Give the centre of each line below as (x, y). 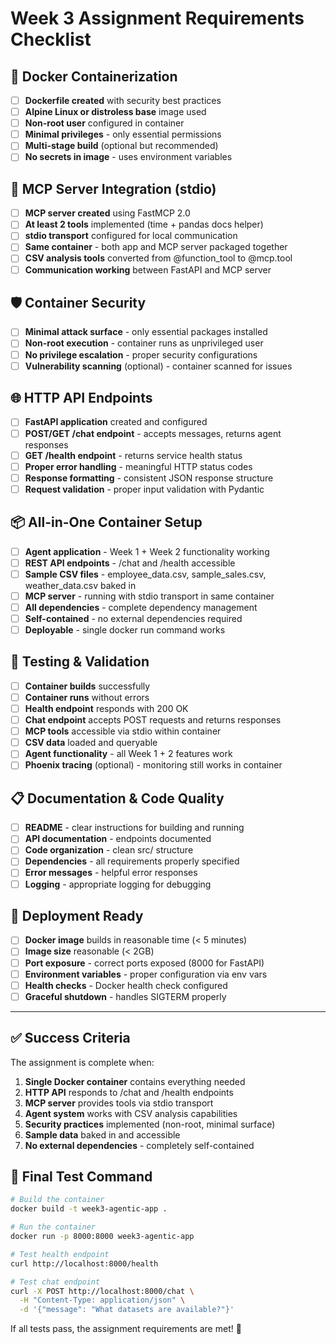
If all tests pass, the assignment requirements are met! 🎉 (126, 1329)
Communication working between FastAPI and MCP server (148, 269)
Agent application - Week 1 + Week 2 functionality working (147, 551)
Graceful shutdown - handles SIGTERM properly (125, 996)
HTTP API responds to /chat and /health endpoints (129, 1092)
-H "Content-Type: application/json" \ (102, 1300)
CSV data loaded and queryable (91, 743)
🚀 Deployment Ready (77, 915)
